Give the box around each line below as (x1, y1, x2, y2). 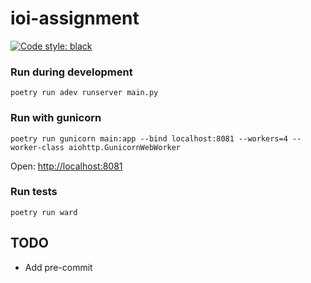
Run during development (10, 65, 133, 79)
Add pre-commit (24, 261, 93, 273)
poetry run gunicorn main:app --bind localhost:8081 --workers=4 (10, 133, 288, 144)
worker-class (10, 142, 65, 152)
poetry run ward (10, 207, 78, 217)
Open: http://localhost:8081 (10, 160, 123, 172)
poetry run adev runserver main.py (10, 88, 159, 98)
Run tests (10, 185, 58, 199)
